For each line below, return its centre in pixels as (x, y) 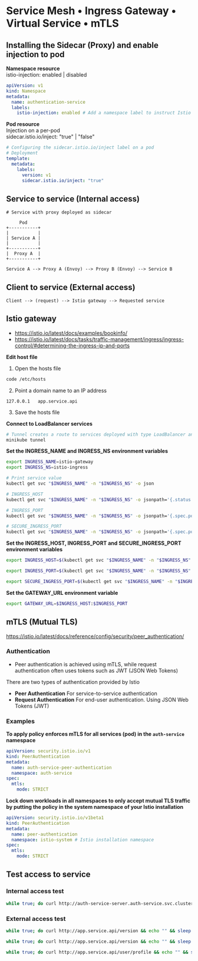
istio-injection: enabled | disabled (47, 75)
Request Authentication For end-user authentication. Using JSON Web (101, 699)
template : (18, 159)
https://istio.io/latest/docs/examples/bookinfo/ (71, 333)
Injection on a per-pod (33, 130)
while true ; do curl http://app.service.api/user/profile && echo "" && (97, 952)
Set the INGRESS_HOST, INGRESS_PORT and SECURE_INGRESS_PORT (94, 543)
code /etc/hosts (26, 379)
